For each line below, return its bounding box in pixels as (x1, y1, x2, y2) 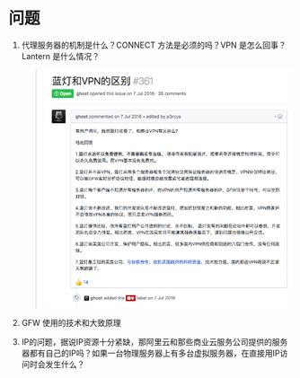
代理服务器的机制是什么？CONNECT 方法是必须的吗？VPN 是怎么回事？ (21, 40, 287, 50)
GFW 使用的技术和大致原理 (21, 317, 122, 328)
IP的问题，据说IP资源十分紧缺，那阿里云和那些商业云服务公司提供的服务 (21, 336, 288, 347)
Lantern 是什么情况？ (21, 50, 101, 61)
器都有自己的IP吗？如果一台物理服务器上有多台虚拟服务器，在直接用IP (21, 347, 280, 358)
